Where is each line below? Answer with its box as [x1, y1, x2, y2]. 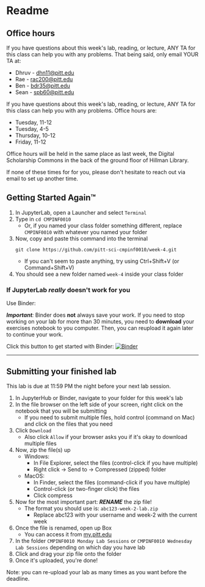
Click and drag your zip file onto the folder [15, 550, 122, 557]
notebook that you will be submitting [15, 407, 107, 415]
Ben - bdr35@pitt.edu [15, 82, 70, 89]
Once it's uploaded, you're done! [15, 556, 98, 564]
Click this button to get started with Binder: [6, 343, 114, 350]
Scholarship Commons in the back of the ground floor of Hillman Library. [6, 157, 189, 164]
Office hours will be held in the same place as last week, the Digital [6, 150, 175, 157]
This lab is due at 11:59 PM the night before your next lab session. [6, 382, 171, 389]
